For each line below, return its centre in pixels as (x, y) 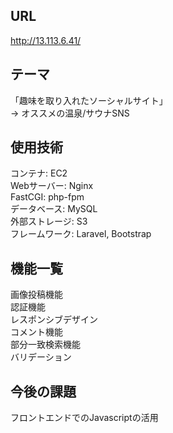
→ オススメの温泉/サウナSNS (70, 113)
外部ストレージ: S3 (49, 221)
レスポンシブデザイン (54, 320)
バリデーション (41, 357)
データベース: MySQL (54, 209)
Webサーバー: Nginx (52, 186)
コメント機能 (36, 332)
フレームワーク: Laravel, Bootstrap (81, 234)
